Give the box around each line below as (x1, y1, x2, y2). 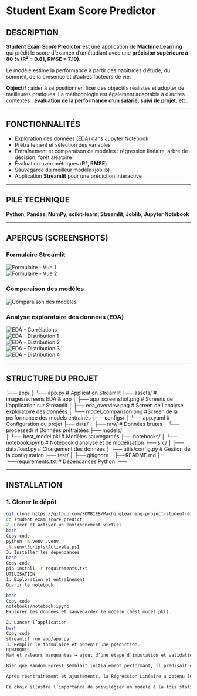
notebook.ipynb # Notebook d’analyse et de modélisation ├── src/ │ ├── (6, 439, 185, 446)
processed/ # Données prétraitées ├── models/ (6, 427, 123, 434)
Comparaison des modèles (6, 285, 84, 293)
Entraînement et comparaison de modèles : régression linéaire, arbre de (14, 147, 188, 154)
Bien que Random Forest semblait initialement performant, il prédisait (6, 663, 188, 669)
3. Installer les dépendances (6, 549, 80, 555)
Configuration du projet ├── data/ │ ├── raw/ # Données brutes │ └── (6, 420, 180, 427)
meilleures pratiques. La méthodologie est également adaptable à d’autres (6, 91, 185, 97)
